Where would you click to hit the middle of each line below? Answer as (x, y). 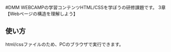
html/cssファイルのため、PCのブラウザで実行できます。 (65, 44)
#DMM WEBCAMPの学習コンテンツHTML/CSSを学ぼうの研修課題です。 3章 (85, 7)
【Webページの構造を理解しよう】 (42, 14)
